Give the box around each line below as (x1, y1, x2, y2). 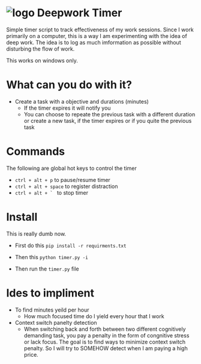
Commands (6, 145, 65, 158)
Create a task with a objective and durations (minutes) (14, 98, 149, 105)
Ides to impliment (6, 286, 95, 300)
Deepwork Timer (37, 6, 122, 20)
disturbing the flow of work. (6, 45, 75, 52)
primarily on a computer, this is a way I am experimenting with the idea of (6, 32, 187, 39)
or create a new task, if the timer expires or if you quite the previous (23, 117, 192, 124)
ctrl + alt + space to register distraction (14, 183, 118, 190)
